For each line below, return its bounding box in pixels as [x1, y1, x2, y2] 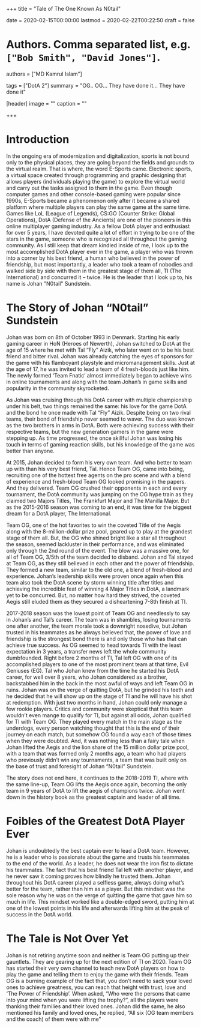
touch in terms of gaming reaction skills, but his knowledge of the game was [6, 440, 195, 448]
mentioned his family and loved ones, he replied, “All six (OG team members [6, 1009, 194, 1016]
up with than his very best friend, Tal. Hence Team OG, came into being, [6, 465, 185, 472]
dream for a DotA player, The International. [6, 509, 112, 517]
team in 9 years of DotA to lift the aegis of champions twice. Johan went [6, 787, 185, 794]
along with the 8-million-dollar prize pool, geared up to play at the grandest [6, 528, 193, 535]
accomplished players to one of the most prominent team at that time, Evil [6, 660, 189, 668]
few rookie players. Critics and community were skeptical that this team [6, 705, 183, 712]
